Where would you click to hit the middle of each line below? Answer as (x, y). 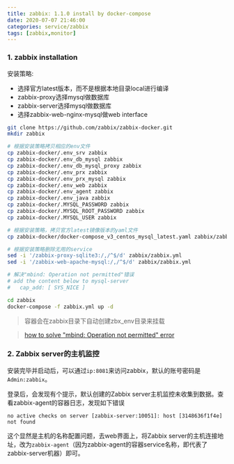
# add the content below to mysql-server (68, 281)
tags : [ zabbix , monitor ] (42, 33)
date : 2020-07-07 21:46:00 (46, 20)
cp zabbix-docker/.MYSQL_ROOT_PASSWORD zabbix (76, 211)
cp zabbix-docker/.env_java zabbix (59, 198)
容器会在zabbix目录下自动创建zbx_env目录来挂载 (94, 321)
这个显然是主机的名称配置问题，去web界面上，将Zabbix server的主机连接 (112, 435)
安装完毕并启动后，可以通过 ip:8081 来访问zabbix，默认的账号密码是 (104, 370)
